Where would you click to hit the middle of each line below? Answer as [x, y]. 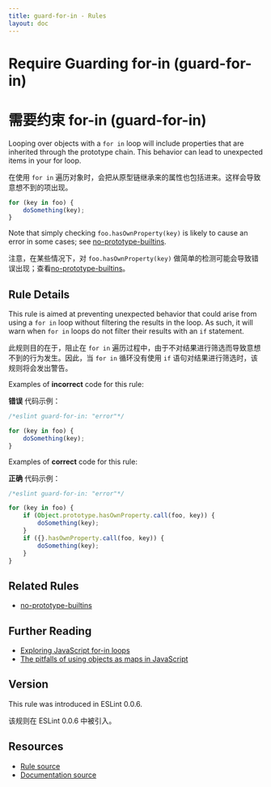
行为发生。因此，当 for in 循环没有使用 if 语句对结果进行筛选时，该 [144, 358]
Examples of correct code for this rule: [73, 462]
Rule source [40, 766]
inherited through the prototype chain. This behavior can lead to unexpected [135, 151]
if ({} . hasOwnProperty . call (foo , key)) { [93, 538]
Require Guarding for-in [90, 64]
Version [28, 685]
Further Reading [50, 631]
